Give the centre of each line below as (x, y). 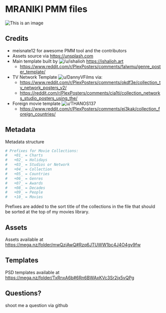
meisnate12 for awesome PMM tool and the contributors (69, 50)
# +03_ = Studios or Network (37, 165)
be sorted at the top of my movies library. (47, 212)
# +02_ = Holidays (27, 160)
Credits (17, 39)
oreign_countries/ (38, 114)
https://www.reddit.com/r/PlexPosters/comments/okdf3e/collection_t (90, 82)
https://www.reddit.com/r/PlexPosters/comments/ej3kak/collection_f (90, 108)
